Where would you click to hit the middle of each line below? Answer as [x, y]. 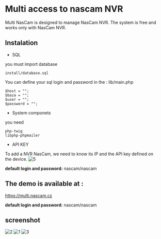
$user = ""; [17, 99]
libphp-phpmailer [23, 135]
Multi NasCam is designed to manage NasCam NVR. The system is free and [81, 22]
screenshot [23, 220]
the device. [16, 159]
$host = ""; [17, 91]
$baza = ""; [17, 95]
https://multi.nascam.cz [29, 195]
